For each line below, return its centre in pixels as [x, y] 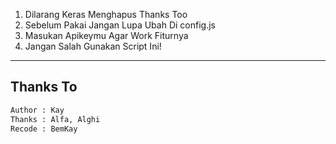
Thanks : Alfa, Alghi [55, 119]
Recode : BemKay [44, 129]
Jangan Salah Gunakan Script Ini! [93, 46]
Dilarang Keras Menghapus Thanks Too [106, 14]
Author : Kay [37, 110]
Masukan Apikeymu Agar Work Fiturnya [106, 35]
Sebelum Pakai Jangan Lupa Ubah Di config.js [120, 25]
